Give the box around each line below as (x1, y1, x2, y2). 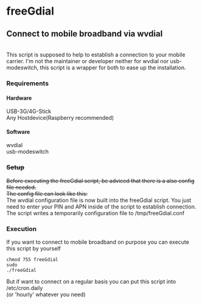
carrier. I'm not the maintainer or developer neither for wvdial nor (6, 58, 169, 64)
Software (6, 128, 30, 135)
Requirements (6, 79, 49, 88)
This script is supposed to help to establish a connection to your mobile (6, 51, 186, 58)
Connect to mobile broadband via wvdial (6, 29, 163, 39)
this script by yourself (6, 244, 61, 252)
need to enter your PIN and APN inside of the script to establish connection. (6, 202, 197, 210)
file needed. (6, 184, 37, 191)
